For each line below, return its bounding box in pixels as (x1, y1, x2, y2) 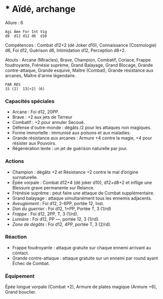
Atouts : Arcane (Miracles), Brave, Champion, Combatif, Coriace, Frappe (5, 57, 151, 62)
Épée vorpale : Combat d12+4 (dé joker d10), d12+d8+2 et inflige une (12, 179, 152, 185)
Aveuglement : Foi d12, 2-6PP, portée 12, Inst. (12, 200, 105, 206)
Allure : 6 (5, 20, 24, 26)
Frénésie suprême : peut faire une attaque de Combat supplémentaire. (12, 190, 155, 196)
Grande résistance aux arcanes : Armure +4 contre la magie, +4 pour (12, 135, 152, 141)
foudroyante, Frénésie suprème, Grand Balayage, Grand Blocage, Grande (5, 62, 153, 68)
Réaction (5, 234, 27, 240)
